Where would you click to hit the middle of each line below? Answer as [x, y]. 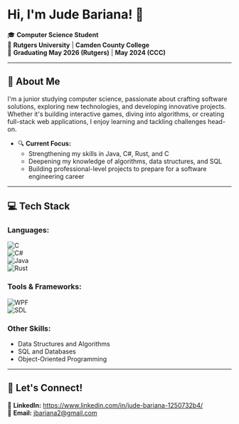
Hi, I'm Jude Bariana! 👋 [76, 15]
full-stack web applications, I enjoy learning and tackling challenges [107, 121]
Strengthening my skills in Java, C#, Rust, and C [99, 153]
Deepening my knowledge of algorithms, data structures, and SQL [125, 161]
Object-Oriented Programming [62, 359]
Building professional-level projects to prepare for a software [117, 169]
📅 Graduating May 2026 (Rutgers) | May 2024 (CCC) [86, 52]
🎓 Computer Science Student [53, 34]
